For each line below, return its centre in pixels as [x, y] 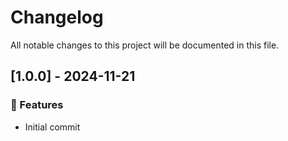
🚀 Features [37, 105]
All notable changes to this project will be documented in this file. [145, 45]
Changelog [57, 17]
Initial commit [52, 127]
